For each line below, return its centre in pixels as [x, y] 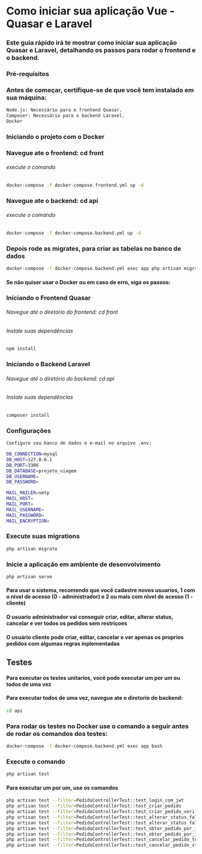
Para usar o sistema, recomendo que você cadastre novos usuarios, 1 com [101, 590]
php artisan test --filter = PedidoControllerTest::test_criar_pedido [94, 806]
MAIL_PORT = [20, 504]
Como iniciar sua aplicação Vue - [90, 11]
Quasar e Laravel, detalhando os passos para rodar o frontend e [101, 51]
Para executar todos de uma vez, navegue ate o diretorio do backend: [95, 698]
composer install [28, 415]
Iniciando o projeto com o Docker [55, 137]
